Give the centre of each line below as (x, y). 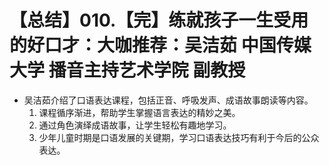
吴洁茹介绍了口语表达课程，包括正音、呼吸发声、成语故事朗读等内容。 (168, 100)
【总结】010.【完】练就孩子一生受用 (159, 20)
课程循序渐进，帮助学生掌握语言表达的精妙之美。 (139, 112)
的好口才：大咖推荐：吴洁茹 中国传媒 (160, 45)
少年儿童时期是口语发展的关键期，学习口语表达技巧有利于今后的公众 (179, 137)
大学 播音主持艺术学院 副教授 (127, 70)
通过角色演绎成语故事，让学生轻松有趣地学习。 (135, 125)
